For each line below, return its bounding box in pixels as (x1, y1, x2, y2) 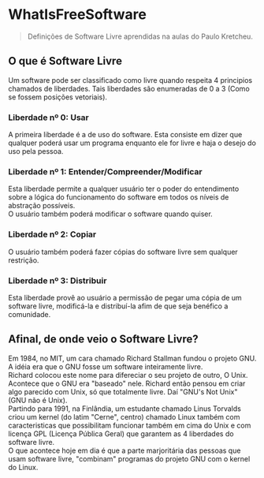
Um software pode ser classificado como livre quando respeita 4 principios (8, 75, 253, 84)
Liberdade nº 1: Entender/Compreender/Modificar (8, 166, 203, 177)
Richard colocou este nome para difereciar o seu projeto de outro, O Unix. (8, 370, 248, 379)
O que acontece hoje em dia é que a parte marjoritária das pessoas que (8, 446, 241, 455)
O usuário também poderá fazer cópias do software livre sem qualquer (8, 247, 238, 256)
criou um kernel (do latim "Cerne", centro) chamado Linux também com (8, 412, 240, 421)
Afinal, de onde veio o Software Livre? (8, 333, 199, 346)
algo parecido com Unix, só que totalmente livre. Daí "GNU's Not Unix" (8, 387, 238, 396)
